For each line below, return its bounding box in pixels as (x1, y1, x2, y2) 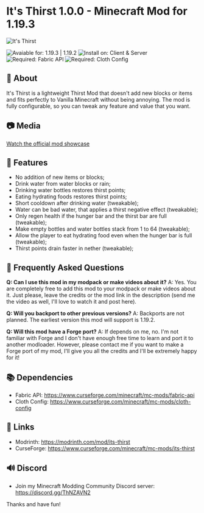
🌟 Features (6, 157, 48, 168)
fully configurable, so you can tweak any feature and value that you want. (6, 102, 191, 110)
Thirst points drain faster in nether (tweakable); (15, 245, 134, 252)
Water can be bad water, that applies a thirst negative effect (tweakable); (15, 206, 199, 214)
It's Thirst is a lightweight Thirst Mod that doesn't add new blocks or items (6, 89, 193, 97)
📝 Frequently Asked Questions (6, 262, 124, 273)
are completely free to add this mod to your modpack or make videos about (6, 285, 196, 293)
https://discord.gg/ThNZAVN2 (15, 489, 91, 496)
